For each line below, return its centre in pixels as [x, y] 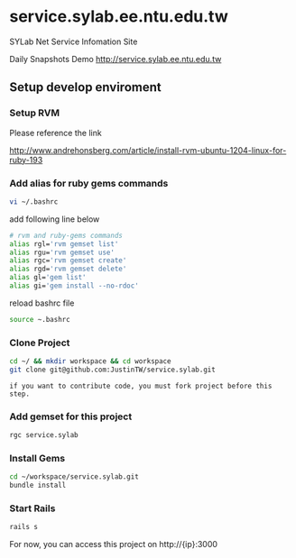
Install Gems [37, 458]
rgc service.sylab [44, 435]
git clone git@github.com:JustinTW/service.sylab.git [113, 370]
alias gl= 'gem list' [48, 278]
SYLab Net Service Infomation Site [74, 41]
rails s [24, 527]
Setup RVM [35, 113]
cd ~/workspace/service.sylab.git [74, 477]
